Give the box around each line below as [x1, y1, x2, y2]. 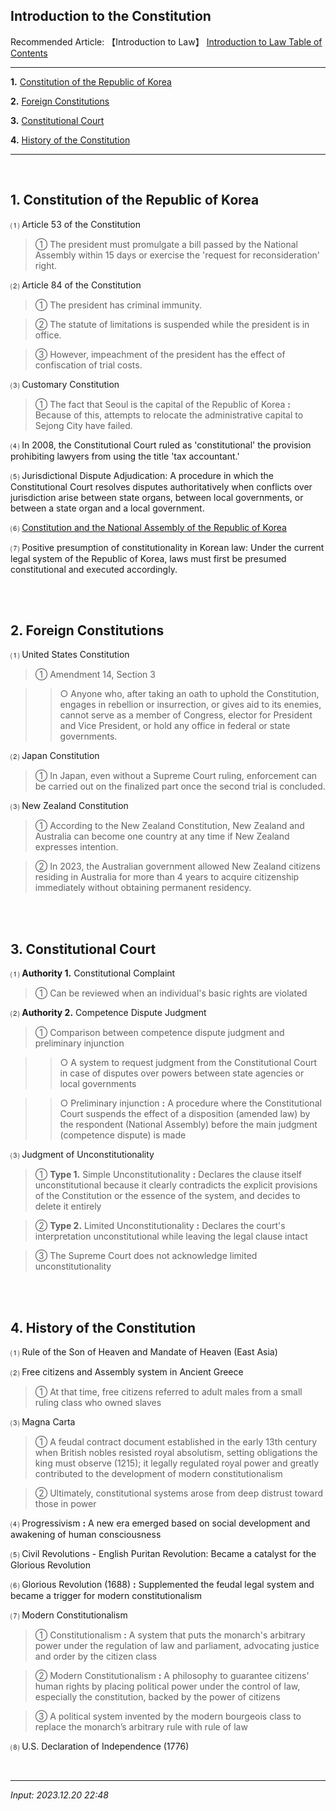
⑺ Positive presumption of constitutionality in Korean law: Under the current [10, 541, 325, 553]
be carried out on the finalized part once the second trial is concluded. [34, 780, 326, 793]
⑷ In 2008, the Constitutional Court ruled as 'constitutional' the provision [10, 439, 312, 451]
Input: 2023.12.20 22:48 [10, 1789, 109, 1801]
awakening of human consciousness [10, 1529, 162, 1541]
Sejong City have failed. [34, 419, 133, 431]
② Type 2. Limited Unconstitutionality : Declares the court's [34, 1220, 286, 1232]
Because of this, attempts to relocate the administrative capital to [34, 409, 304, 421]
